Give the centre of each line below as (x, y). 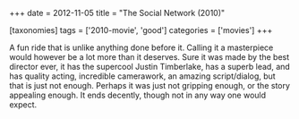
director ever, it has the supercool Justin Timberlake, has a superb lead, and (150, 67)
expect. (23, 105)
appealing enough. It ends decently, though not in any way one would (138, 95)
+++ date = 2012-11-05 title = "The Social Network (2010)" (117, 13)
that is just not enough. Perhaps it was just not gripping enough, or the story (150, 85)
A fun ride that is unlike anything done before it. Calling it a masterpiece (141, 47)
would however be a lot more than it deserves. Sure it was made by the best (149, 57)
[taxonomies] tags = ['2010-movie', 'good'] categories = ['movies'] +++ (141, 30)
